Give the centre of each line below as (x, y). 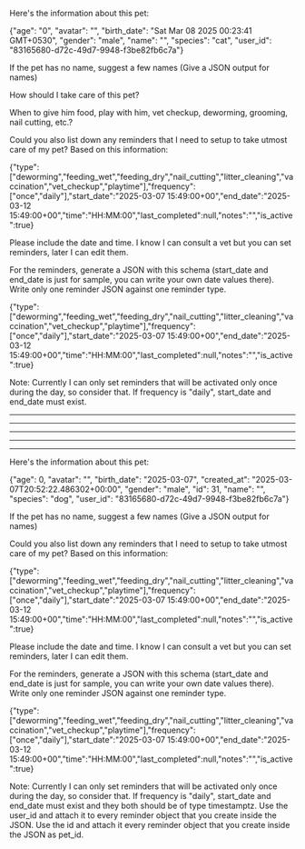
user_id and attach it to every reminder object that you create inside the (143, 815)
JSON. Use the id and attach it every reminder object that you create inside (150, 825)
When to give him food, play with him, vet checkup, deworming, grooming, (149, 112)
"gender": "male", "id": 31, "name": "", (195, 489)
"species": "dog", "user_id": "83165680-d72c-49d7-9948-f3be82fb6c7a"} (149, 499)
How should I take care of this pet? (74, 95)
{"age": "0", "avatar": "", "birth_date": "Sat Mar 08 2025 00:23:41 (131, 30)
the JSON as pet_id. (47, 834)
